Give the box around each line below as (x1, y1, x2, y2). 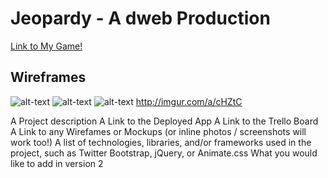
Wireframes (10, 69, 87, 86)
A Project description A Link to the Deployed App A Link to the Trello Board (10, 115, 319, 127)
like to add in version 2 (10, 157, 104, 169)
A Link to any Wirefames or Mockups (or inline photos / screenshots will (10, 125, 307, 137)
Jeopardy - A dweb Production (10, 7, 271, 30)
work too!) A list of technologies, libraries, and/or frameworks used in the (10, 136, 312, 148)
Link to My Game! (10, 40, 83, 52)
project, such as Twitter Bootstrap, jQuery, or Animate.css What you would (10, 147, 318, 159)
